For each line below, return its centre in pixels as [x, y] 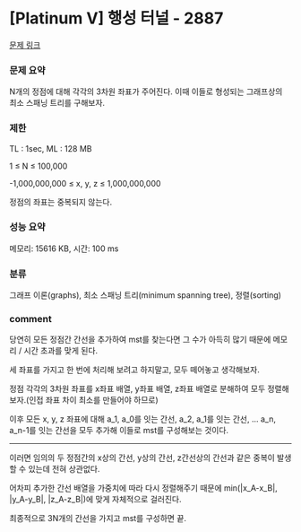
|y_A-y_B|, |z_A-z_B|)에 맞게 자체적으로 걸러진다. [95, 500]
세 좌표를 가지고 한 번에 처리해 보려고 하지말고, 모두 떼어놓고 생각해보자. [134, 370]
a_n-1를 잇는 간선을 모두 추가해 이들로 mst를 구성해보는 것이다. [119, 431]
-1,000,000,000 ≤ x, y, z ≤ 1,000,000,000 [85, 183]
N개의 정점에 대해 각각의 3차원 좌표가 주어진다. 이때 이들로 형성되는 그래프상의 [146, 92]
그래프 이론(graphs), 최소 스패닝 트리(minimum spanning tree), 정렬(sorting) [146, 295]
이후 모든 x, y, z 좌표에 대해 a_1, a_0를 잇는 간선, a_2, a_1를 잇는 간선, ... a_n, [142, 419]
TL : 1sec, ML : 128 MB [51, 148]
